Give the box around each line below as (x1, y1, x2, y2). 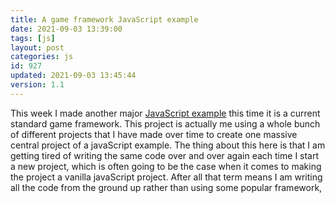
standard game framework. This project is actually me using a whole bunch (10, 117, 321, 130)
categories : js (10, 52, 74, 62)
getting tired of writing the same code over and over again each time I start (10, 149, 320, 161)
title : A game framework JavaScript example (10, 14, 199, 25)
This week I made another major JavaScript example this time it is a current (10, 107, 321, 119)
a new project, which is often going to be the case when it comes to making (10, 160, 322, 172)
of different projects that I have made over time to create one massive (10, 128, 298, 140)
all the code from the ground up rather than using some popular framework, (10, 181, 323, 193)
